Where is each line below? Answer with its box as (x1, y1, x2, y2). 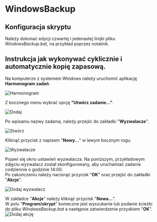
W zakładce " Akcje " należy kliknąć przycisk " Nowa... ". (5, 196, 116, 202)
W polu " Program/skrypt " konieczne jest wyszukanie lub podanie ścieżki (5, 201, 153, 206)
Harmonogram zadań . (5, 80, 50, 86)
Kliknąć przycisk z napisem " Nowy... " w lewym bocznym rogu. (5, 137, 132, 143)
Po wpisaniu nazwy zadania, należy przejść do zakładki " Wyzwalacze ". (5, 118, 149, 124)
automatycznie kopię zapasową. (5, 62, 106, 71)
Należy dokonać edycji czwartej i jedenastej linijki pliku (5, 36, 116, 41)
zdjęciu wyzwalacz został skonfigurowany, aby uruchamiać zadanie (5, 161, 141, 167)
